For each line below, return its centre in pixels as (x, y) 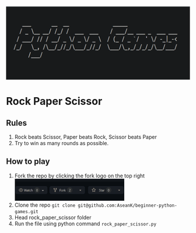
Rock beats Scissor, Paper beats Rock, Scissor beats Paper (86, 137)
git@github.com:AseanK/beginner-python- (127, 205)
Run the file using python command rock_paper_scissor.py (85, 224)
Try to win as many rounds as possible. (62, 143)
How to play (28, 162)
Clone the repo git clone (45, 205)
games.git (27, 211)
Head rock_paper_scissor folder (53, 217)
